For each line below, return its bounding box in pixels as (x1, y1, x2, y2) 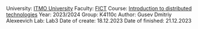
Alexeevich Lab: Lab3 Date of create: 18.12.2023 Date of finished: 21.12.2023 (6, 17, 192, 24)
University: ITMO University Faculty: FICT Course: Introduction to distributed (6, 5, 192, 12)
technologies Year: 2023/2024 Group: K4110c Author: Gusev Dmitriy (6, 11, 172, 18)
